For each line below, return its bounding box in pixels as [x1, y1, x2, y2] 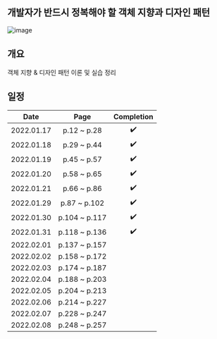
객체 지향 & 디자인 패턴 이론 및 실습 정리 [7, 68, 116, 76]
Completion [113, 112, 154, 122]
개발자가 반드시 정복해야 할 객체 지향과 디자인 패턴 [7, 6, 210, 19]
